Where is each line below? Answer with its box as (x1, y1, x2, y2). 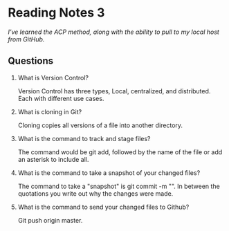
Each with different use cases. (17, 94, 104, 102)
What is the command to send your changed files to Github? (17, 203, 190, 211)
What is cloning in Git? (17, 107, 82, 115)
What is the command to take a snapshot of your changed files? (17, 168, 201, 177)
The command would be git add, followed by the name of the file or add (17, 147, 223, 156)
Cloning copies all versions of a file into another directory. (17, 121, 183, 129)
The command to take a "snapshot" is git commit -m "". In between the (17, 182, 220, 190)
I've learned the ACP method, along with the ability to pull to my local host (8, 28, 220, 36)
